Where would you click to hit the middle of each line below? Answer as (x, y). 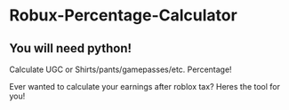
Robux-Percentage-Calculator (123, 16)
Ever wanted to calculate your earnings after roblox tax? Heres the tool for (145, 86)
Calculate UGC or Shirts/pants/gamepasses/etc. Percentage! (121, 69)
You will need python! (70, 48)
